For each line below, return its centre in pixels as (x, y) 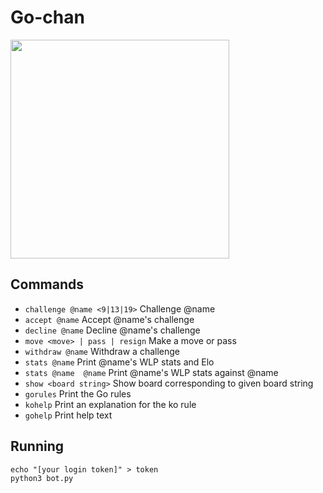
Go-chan (47, 17)
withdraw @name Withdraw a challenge (102, 351)
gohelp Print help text (68, 415)
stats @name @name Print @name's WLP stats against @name (151, 372)
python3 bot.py (42, 478)
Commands (47, 284)
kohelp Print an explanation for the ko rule (110, 404)
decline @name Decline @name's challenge (112, 330)
